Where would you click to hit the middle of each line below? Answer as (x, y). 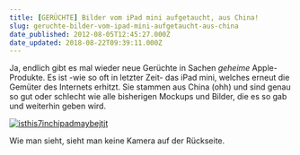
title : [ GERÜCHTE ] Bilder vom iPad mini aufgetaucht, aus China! (134, 17)
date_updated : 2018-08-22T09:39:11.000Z (86, 43)
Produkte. (27, 78)
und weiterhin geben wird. (57, 106)
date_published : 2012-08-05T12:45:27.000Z (90, 34)
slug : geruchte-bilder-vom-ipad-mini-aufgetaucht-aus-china (124, 26)
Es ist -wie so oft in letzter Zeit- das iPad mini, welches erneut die (168, 78)
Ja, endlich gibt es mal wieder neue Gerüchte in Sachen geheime (130, 68)
